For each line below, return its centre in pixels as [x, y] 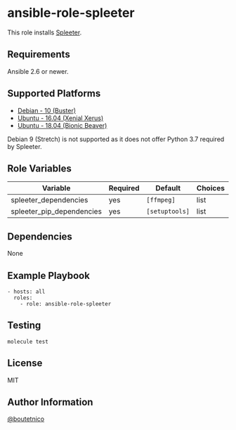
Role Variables [39, 168]
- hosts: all [26, 292]
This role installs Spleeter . [45, 32]
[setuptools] [168, 211]
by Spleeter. [25, 146]
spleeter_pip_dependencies [56, 211]
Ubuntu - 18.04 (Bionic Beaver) [62, 125]
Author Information [50, 402]
